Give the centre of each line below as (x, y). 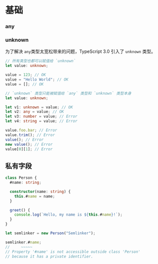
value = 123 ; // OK (26, 75)
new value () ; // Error (29, 144)
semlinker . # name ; (23, 242)
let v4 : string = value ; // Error (42, 121)
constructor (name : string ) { (40, 191)
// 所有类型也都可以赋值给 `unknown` (41, 61)
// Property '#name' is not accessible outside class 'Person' (73, 252)
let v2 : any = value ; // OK (35, 112)
